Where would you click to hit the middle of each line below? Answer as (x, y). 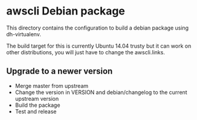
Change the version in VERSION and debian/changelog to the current (101, 92)
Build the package (37, 105)
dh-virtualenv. (24, 34)
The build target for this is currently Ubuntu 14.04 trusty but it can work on (99, 46)
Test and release (36, 111)
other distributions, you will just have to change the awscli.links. (86, 52)
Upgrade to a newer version (60, 71)
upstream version (37, 98)
